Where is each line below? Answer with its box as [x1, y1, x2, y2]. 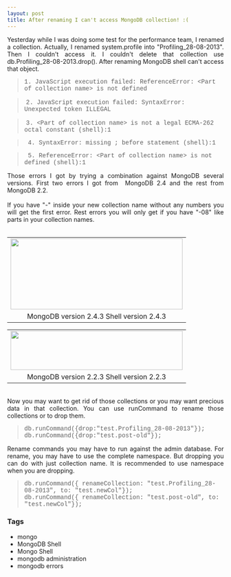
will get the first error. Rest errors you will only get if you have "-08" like [7, 207, 224, 216]
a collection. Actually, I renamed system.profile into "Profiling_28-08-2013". [7, 43, 224, 51]
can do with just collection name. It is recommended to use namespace [7, 459, 224, 467]
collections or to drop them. [7, 411, 86, 420]
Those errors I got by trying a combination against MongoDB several [7, 171, 224, 179]
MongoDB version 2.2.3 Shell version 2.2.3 [27, 372, 166, 381]
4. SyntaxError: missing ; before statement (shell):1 [27, 139, 217, 146]
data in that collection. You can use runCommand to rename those [7, 404, 224, 412]
